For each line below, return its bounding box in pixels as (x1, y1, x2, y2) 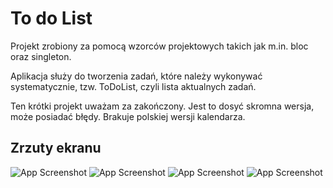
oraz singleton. (10, 50, 72, 62)
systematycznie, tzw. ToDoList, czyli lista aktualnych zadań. (10, 80, 257, 92)
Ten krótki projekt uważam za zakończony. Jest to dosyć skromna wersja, (10, 100, 315, 112)
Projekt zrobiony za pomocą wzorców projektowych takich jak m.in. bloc (10, 40, 309, 52)
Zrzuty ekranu (10, 140, 102, 157)
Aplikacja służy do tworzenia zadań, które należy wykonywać (10, 70, 263, 82)
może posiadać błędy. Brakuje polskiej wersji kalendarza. (10, 110, 246, 122)
